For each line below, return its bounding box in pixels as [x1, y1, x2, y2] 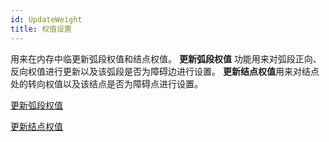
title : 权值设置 [10, 24, 72, 34]
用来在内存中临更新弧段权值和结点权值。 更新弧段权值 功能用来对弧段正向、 [10, 52, 322, 65]
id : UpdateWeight [10, 14, 83, 25]
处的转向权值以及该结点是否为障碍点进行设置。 [10, 77, 203, 90]
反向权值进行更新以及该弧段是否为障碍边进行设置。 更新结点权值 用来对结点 [10, 65, 320, 77]
